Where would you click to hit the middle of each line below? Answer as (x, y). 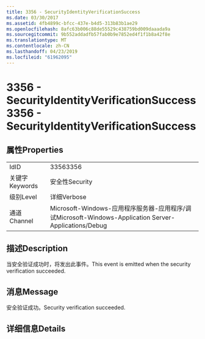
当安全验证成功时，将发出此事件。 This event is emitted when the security (99, 264)
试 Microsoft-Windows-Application (100, 217)
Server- (163, 217)
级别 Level (23, 197)
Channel (21, 221)
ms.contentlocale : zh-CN (38, 46)
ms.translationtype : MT (37, 40)
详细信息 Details (36, 328)
